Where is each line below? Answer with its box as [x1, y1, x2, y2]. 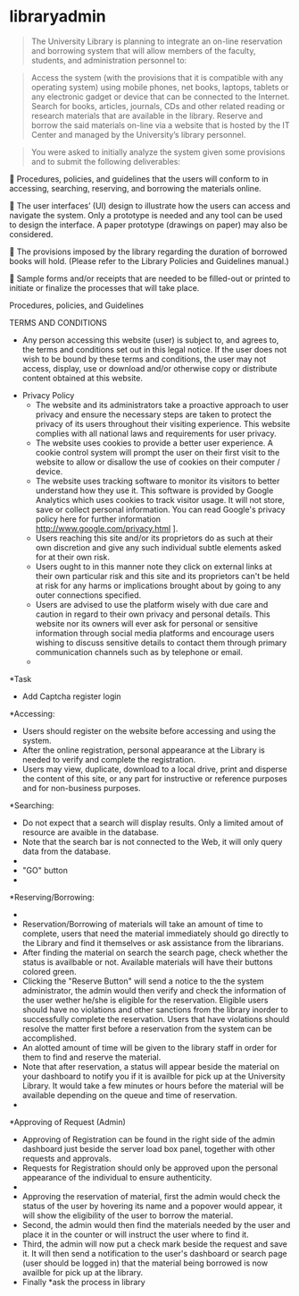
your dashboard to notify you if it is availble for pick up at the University [21, 1070, 286, 1081]
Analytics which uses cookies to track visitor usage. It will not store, [35, 494, 286, 505]
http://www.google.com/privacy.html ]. [35, 523, 179, 533]
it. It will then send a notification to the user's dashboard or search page [21, 1248, 287, 1258]
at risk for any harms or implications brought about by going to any [35, 580, 281, 591]
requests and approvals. [21, 1153, 112, 1164]
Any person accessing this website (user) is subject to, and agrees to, [21, 334, 279, 345]
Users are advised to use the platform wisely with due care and [35, 599, 269, 610]
